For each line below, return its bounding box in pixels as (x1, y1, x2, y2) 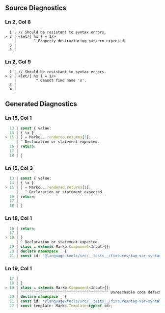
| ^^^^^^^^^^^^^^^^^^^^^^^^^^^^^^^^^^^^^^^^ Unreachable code (16, 289, 146, 295)
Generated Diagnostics (5, 100, 78, 108)
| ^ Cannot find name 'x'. (14, 78, 87, 83)
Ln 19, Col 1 (5, 265, 32, 272)
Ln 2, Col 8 (5, 19, 31, 26)
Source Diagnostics (5, 4, 67, 12)
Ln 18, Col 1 (5, 215, 32, 222)
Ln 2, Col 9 (5, 58, 31, 65)
